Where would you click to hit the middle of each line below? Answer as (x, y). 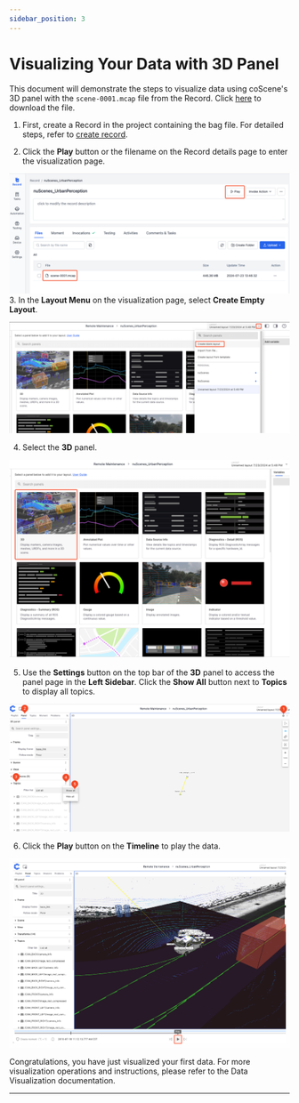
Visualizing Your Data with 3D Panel (144, 64)
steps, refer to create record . (75, 134)
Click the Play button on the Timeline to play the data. (121, 846)
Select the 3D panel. (60, 447)
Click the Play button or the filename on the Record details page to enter (155, 151)
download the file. (42, 108)
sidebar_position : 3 (48, 19)
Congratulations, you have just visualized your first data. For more (130, 1061)
